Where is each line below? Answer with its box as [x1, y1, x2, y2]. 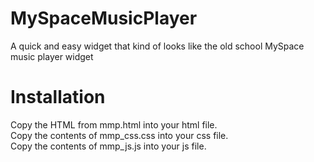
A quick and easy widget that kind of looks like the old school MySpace [10, 40, 305, 52]
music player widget [10, 50, 94, 62]
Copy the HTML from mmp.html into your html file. [10, 118, 218, 131]
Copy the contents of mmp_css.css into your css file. [10, 129, 229, 141]
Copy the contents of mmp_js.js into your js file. [10, 140, 207, 152]
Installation [10, 86, 106, 109]
